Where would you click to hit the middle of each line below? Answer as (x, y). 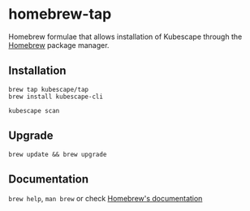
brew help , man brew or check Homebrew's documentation (106, 199)
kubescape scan (34, 110)
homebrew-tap (60, 14)
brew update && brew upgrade (58, 154)
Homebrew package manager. (59, 45)
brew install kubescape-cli (56, 97)
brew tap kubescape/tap (49, 89)
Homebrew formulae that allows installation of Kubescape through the (125, 37)
